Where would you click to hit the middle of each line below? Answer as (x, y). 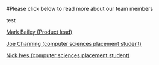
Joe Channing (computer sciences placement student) (74, 44)
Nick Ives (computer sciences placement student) (68, 55)
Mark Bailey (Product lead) (39, 32)
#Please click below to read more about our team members (80, 9)
